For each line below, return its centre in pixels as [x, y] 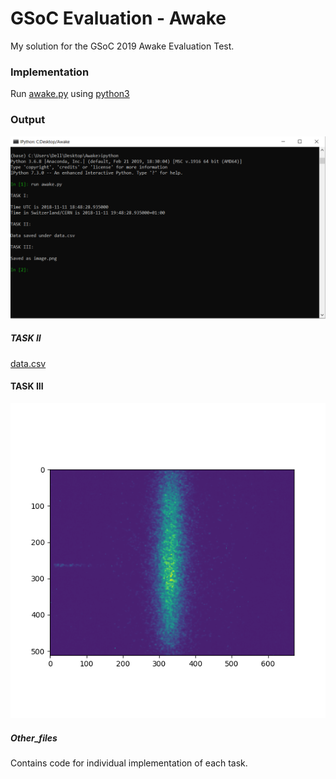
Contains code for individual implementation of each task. [129, 763]
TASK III [27, 386]
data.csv [28, 363]
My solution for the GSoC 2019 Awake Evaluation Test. [122, 46]
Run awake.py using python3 [70, 94]
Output [28, 120]
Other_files [34, 738]
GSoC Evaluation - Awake [118, 18]
